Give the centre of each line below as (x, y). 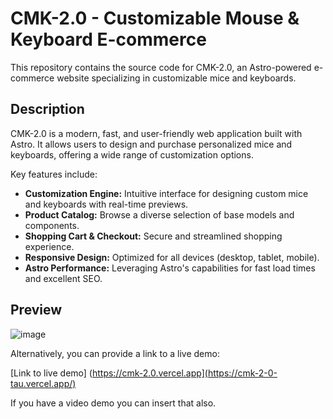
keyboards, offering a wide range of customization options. (132, 154)
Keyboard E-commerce (108, 39)
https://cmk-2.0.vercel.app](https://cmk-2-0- (184, 373)
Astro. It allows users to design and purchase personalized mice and (151, 144)
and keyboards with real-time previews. (106, 204)
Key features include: (54, 174)
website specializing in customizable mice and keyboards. (176, 78)
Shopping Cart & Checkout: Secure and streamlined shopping (153, 236)
